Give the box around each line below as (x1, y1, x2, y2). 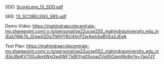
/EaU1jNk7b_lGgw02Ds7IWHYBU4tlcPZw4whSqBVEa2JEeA (5, 33, 127, 39)
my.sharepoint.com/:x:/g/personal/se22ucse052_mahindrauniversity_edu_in (5, 48, 159, 54)
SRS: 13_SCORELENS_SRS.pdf (5, 14, 66, 20)
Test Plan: (5, 43, 26, 49)
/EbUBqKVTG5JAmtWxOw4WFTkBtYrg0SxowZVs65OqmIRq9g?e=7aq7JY (5, 54, 156, 60)
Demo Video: (5, 23, 32, 29)
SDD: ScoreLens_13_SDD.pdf (5, 4, 64, 10)
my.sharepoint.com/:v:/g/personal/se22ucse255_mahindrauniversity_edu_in (5, 29, 159, 34)
